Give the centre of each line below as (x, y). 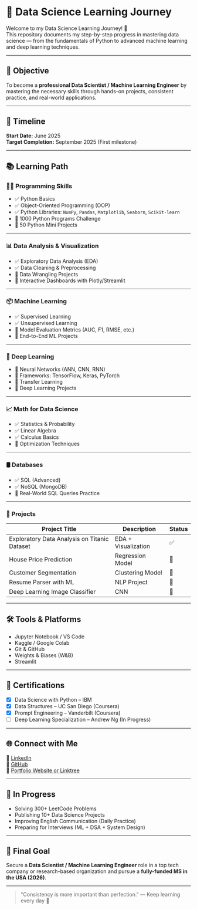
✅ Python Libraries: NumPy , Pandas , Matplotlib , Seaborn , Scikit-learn (97, 212)
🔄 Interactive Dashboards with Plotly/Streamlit (70, 280)
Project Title (59, 529)
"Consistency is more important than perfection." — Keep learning (100, 895)
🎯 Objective (28, 71)
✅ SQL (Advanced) (38, 480)
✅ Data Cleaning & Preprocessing (55, 268)
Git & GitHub (30, 649)
